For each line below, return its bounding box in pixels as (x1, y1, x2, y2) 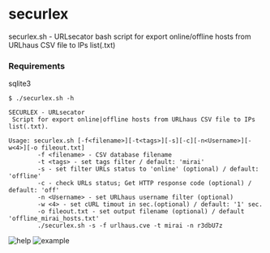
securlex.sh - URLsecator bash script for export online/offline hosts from (8, 32, 251, 41)
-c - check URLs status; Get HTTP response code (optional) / (37, 179, 252, 188)
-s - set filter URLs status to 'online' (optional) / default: (37, 165, 259, 174)
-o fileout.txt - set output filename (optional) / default (37, 208, 245, 216)
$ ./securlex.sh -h (8, 95, 75, 103)
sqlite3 (8, 78, 31, 89)
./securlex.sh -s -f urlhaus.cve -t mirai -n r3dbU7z (37, 221, 223, 230)
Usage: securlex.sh (8, 137, 75, 145)
